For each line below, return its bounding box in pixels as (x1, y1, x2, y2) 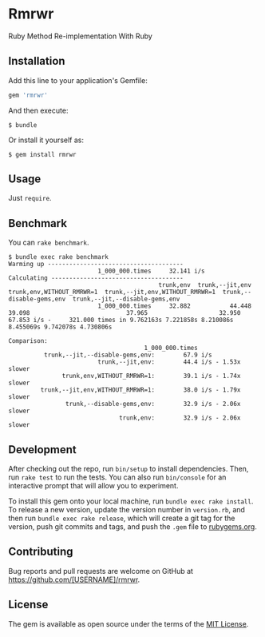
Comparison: (8, 337, 48, 345)
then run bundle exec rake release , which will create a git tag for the (8, 513, 235, 524)
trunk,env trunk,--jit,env (158, 281, 251, 289)
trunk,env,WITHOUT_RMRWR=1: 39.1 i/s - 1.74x (61, 372, 241, 380)
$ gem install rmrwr (8, 150, 77, 158)
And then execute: (8, 106, 69, 115)
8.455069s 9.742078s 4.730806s (8, 323, 113, 332)
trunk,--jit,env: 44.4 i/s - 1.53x (97, 358, 241, 366)
